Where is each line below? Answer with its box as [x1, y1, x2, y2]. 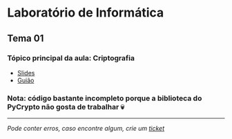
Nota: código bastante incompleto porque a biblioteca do [7, 93, 202, 103]
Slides [17, 68, 35, 77]
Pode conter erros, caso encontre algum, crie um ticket [7, 124, 164, 133]
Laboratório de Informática [7, 5, 164, 21]
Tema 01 [7, 33, 44, 44]
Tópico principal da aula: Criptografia [7, 53, 135, 63]
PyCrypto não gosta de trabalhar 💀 [7, 102, 124, 111]
